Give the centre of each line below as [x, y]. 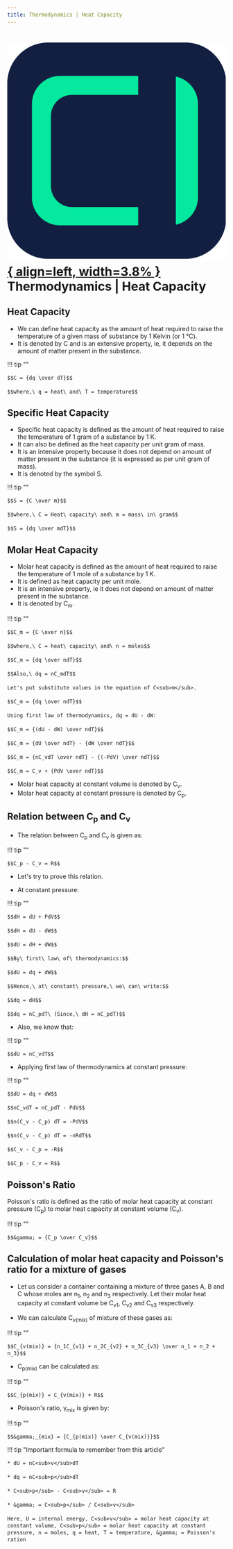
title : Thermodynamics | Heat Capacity [65, 15]
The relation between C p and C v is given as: [80, 836]
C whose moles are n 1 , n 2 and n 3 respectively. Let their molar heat [112, 1295]
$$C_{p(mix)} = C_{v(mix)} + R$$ [55, 1396]
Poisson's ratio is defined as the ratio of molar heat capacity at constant [110, 1202]
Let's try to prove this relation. [60, 877]
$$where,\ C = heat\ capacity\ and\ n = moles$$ [79, 646]
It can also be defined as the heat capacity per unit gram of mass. [111, 444]
